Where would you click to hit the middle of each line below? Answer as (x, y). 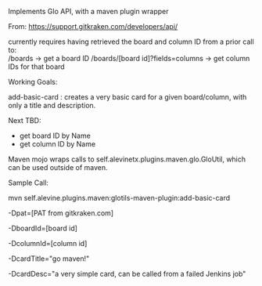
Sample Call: (29, 183)
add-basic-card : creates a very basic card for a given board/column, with (127, 97)
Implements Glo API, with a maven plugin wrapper (89, 11)
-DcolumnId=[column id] (48, 243)
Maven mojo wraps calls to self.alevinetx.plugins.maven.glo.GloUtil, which (127, 159)
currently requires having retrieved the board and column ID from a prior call (131, 42)
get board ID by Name (55, 136)
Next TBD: (25, 120)
